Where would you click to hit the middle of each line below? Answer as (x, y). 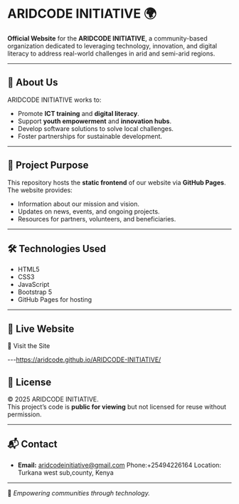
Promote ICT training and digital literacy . (79, 113)
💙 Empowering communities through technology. (79, 493)
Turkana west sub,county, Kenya (65, 472)
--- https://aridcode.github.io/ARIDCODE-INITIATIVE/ (84, 359)
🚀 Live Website (41, 329)
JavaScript (33, 285)
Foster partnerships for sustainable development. (90, 136)
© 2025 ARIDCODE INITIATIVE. (53, 399)
